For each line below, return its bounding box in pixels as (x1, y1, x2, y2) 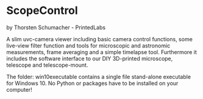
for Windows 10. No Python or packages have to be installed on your (6, 80, 179, 87)
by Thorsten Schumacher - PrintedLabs (6, 24, 105, 31)
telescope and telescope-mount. (6, 61, 88, 69)
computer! (6, 86, 32, 93)
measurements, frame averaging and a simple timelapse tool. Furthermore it (6, 48, 197, 55)
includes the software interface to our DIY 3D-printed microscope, (6, 55, 173, 62)
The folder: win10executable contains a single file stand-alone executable (6, 73, 191, 80)
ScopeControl (6, 4, 78, 18)
